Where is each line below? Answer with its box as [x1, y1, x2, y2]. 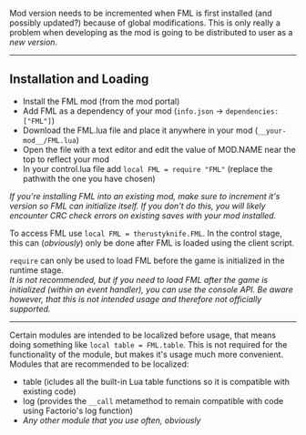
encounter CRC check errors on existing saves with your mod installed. [9, 209, 277, 221]
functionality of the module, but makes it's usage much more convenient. [9, 349, 284, 359]
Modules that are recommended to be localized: [9, 359, 189, 369]
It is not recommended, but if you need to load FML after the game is [9, 274, 269, 285]
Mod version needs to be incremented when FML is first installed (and [9, 8, 272, 18]
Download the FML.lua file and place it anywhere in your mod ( [22, 125, 259, 136]
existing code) [22, 386, 76, 397]
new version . [9, 36, 57, 47]
